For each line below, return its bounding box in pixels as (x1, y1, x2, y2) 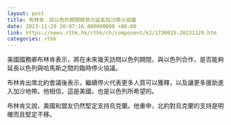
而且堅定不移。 (12, 111, 56, 119)
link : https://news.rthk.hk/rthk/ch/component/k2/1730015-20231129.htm (7, 29, 217, 36)
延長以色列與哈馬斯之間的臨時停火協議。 (7, 64, 122, 72)
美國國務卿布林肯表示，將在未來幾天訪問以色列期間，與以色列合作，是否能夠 (7, 56, 224, 64)
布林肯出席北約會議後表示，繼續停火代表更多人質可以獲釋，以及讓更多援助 (7, 78, 218, 87)
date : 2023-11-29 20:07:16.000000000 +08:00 (7, 23, 137, 30)
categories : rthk (7, 36, 57, 43)
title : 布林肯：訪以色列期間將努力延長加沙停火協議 (7, 16, 136, 23)
